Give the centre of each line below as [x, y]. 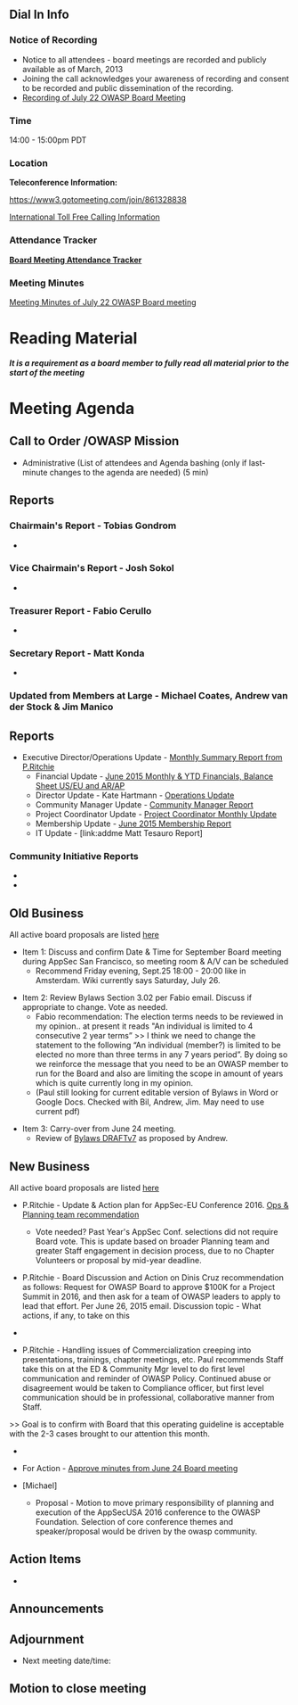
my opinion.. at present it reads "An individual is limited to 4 [144, 1026]
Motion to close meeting [78, 1688]
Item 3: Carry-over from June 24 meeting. [99, 1129]
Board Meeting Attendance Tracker [76, 260]
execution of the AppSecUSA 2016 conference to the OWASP [148, 1512]
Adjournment [47, 1639]
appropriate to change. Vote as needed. [95, 1007]
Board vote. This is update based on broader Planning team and [152, 1242]
